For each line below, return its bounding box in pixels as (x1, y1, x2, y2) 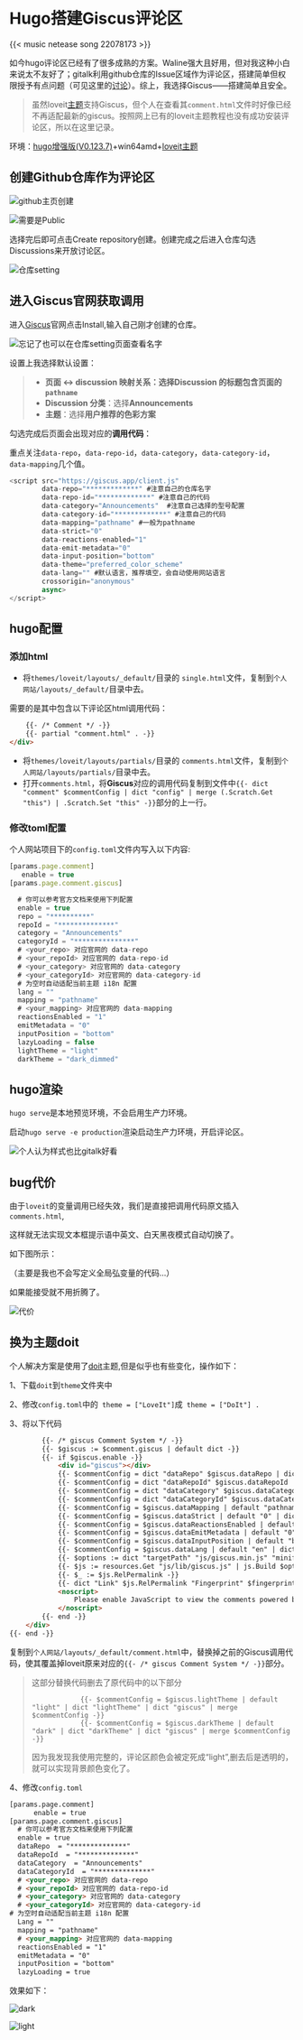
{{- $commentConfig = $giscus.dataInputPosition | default (57, 1536, 284, 1546)
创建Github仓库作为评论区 (9, 170, 155, 185)
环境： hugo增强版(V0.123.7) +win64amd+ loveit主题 (9, 141, 198, 152)
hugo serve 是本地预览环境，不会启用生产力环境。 (9, 1108, 192, 1118)
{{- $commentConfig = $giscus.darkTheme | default (79, 1719, 275, 1728)
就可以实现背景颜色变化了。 (31, 1762, 135, 1774)
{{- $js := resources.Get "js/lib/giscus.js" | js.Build (57, 1562, 277, 1571)
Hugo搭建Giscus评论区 (9, 8, 183, 29)
